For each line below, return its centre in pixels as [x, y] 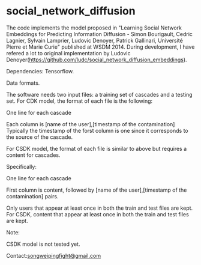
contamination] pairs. [32, 196]
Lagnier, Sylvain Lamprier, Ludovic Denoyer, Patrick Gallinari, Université [94, 40]
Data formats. [23, 83]
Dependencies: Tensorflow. [40, 71]
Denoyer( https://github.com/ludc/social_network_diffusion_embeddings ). [97, 59]
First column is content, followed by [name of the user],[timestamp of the [97, 190]
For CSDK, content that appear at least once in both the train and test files [97, 214]
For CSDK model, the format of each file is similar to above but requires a [97, 148]
